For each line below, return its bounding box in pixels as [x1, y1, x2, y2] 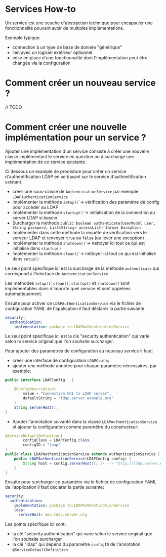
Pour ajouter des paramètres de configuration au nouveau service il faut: [5, 348, 153, 354]
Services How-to [5, 3, 76, 15]
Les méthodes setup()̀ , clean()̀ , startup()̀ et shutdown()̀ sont [5, 280, 130, 286]
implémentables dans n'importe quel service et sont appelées [5, 285, 131, 291]
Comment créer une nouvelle [5, 122, 127, 133]
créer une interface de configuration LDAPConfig [12, 357, 110, 364]
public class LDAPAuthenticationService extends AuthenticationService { [5, 452, 161, 457]
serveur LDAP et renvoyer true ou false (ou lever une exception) [12, 235, 144, 241]
